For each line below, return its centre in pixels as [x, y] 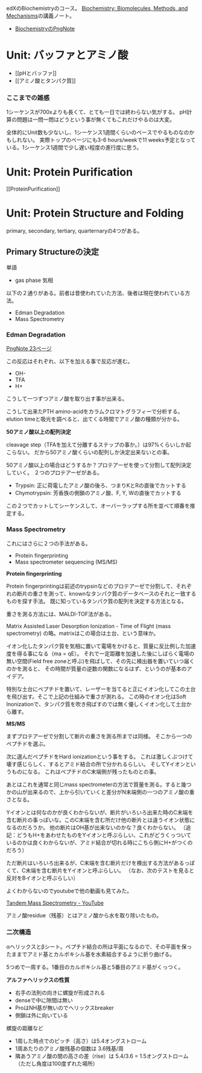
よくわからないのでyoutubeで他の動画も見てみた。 [69, 891]
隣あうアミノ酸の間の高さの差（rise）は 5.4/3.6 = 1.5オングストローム [102, 1056]
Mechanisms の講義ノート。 [41, 16]
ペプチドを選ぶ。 [27, 743]
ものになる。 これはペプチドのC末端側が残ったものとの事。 [85, 771]
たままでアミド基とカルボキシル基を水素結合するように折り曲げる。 [91, 954]
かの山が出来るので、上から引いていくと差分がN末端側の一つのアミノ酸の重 [100, 792]
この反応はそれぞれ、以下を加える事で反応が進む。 [70, 361]
